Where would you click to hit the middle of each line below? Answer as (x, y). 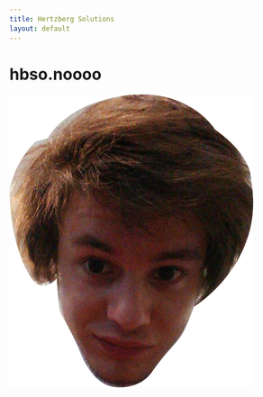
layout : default (40, 28)
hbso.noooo (55, 74)
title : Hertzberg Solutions (62, 19)
